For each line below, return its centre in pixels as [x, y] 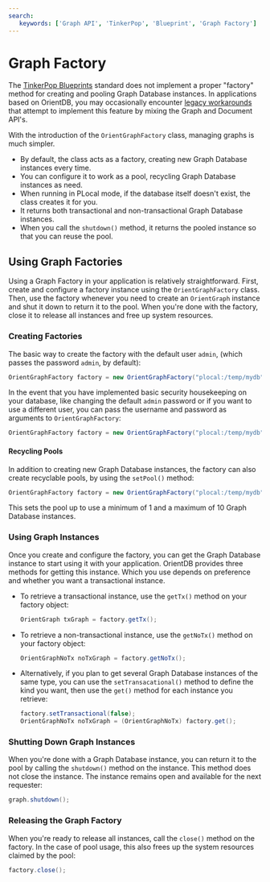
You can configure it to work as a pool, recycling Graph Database [128, 176]
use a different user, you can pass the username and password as [118, 410]
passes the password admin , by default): [75, 362]
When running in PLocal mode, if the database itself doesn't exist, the [135, 193]
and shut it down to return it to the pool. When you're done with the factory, [133, 307]
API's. [18, 120]
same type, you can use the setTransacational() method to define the [137, 682]
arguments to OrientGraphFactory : [65, 418]
